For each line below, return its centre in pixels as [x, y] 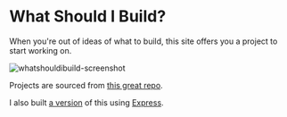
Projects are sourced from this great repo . [86, 85]
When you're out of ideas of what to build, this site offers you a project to [143, 41]
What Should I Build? [88, 17]
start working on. [41, 50]
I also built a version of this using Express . [86, 102]
